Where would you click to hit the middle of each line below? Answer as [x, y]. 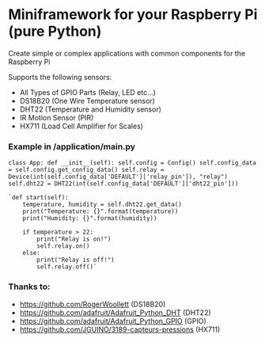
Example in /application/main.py [72, 146]
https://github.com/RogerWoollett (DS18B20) [93, 304]
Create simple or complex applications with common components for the [127, 53]
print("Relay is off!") [76, 260]
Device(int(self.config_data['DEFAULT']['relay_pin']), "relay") [118, 177]
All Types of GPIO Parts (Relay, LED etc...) [88, 92]
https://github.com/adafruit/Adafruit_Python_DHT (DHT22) [115, 312]
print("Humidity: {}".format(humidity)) [90, 218]
